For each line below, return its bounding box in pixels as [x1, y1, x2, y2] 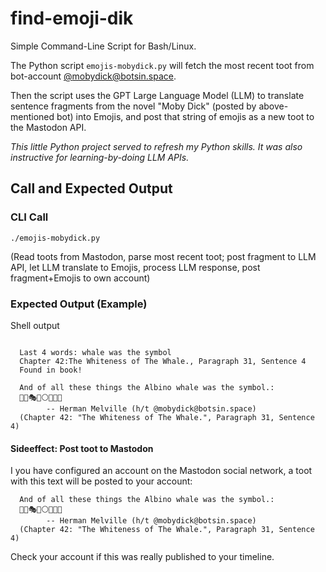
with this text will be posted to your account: [10, 475, 193, 487]
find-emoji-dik [10, 7, 134, 30]
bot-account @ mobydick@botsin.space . [10, 70, 177, 82]
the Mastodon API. [10, 121, 87, 133]
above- [258, 100, 289, 112]
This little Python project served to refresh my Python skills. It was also [10, 140, 303, 152]
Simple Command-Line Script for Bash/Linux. [10, 40, 197, 52]
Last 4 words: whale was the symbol [19, 347, 172, 357]
